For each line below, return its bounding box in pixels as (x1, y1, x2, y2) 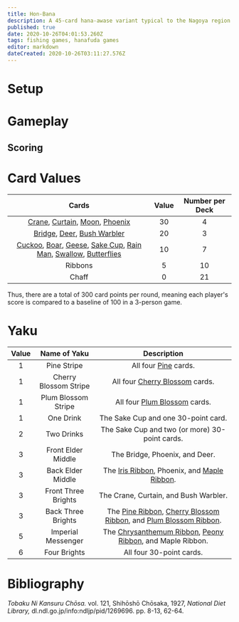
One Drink (47, 413, 82, 423)
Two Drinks (46, 428, 84, 438)
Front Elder (46, 445, 83, 455)
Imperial (51, 527, 78, 537)
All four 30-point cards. (123, 547, 203, 557)
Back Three (45, 506, 84, 516)
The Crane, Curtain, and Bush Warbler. (98, 490, 228, 500)
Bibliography (7, 576, 85, 591)
